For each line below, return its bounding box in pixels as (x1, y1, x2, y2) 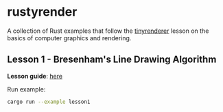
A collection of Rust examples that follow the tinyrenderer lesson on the (7, 27, 209, 35)
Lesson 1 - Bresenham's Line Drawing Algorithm (7, 54, 217, 66)
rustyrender (7, 4, 78, 20)
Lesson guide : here (7, 72, 63, 80)
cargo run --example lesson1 (7, 98, 91, 105)
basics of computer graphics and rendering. (7, 33, 132, 42)
